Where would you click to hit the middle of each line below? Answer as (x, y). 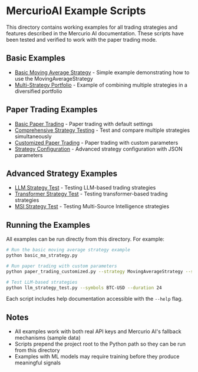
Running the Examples (48, 225)
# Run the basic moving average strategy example (68, 250)
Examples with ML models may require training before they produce (97, 357)
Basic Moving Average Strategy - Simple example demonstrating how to (102, 72)
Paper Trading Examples (52, 110)
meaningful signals (37, 363)
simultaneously (33, 136)
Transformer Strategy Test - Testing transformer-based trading (91, 194)
